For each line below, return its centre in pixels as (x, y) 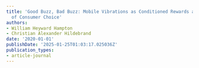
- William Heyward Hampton (39, 28)
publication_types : (30, 50)
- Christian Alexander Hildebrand (49, 34)
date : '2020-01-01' (30, 39)
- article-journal (29, 56)
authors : (17, 22)
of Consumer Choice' (37, 17)
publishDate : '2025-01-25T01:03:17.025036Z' (62, 45)
